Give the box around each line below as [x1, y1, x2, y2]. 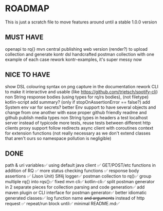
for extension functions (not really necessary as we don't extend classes [5, 130, 151, 136]
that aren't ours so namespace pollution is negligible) [5, 135, 112, 141]
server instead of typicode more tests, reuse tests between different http [5, 120, 151, 126]
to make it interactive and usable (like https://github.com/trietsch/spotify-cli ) [5, 89, 158, 95]
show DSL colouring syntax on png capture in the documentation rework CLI [5, 83, 159, 89]
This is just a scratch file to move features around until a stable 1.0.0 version [5, 19, 157, 25]
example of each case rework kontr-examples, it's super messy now [5, 57, 142, 62]
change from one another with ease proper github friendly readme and [5, 109, 147, 115]
